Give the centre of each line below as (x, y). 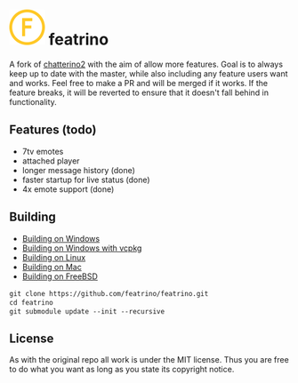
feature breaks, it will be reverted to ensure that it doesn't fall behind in (139, 92)
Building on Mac (52, 267)
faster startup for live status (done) (86, 180)
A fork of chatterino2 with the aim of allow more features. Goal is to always (146, 64)
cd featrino (31, 302)
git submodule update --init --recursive (87, 311)
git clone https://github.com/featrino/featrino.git (109, 293)
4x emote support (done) (68, 189)
